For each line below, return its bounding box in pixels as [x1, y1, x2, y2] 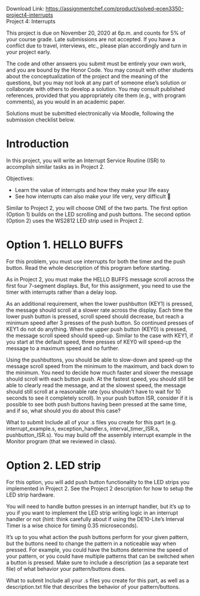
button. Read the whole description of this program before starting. [6, 264, 171, 271]
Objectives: [6, 175, 34, 182]
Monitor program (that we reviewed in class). [6, 437, 117, 445]
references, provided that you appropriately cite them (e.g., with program [6, 92, 186, 99]
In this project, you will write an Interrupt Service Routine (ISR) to [6, 157, 165, 164]
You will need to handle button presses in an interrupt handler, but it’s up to [6, 503, 191, 510]
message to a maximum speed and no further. [6, 344, 119, 352]
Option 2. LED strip [6, 459, 101, 472]
